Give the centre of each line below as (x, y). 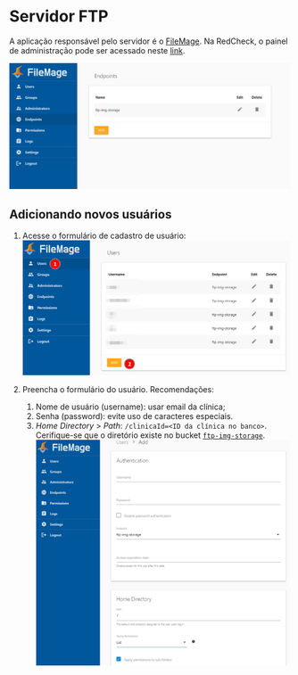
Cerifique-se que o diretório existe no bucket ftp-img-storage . (150, 435)
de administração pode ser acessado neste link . (97, 50)
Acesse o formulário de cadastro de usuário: (104, 236)
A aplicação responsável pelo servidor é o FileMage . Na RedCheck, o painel (149, 41)
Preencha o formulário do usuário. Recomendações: (118, 389)
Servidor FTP (59, 16)
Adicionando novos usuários (91, 214)
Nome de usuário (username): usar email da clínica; (130, 407)
